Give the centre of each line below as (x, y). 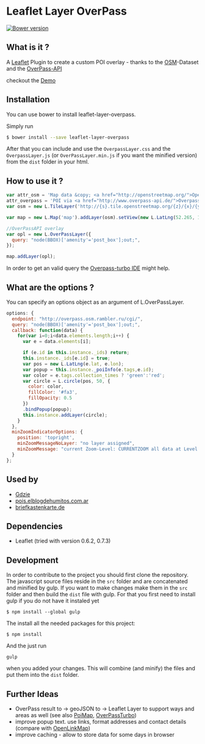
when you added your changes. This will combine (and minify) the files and (101, 668)
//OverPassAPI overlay (35, 228)
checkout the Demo (31, 80)
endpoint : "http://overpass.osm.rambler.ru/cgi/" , (77, 319)
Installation (28, 100)
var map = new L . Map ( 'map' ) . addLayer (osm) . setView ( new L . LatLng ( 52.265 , (101, 217)
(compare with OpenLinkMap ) (52, 728)
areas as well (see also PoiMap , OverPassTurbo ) (76, 715)
